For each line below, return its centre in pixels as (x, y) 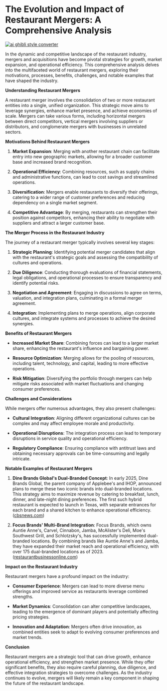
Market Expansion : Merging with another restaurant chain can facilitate (86, 151)
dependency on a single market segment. (55, 202)
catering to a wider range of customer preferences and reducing (79, 197)
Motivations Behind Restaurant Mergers (47, 142)
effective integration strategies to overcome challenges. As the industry (79, 672)
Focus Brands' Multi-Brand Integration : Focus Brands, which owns (82, 525)
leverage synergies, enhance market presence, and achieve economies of (81, 111)
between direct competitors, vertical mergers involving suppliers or (74, 121)
